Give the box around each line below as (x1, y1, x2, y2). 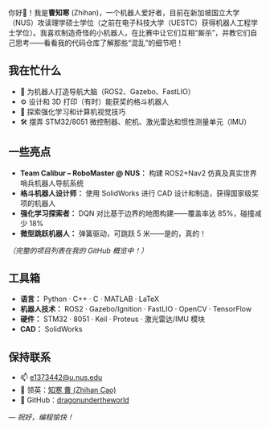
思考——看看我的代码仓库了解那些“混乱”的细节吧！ (14, 38, 184, 47)
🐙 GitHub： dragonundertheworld (19, 395, 130, 405)
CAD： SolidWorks (19, 324, 83, 334)
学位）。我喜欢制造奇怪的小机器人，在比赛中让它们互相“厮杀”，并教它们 (14, 28, 251, 37)
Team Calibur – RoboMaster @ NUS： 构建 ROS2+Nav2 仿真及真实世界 (19, 168, 257, 178)
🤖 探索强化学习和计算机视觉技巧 (19, 106, 126, 116)
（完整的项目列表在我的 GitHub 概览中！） (8, 245, 149, 255)
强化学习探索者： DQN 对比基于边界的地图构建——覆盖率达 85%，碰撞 (19, 208, 255, 218)
